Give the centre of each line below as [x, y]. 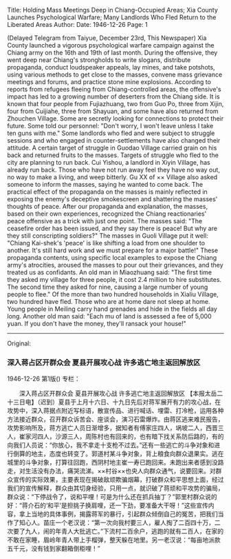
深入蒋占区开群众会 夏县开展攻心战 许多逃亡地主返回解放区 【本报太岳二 [121, 394]
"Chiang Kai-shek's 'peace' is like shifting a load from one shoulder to [106, 243]
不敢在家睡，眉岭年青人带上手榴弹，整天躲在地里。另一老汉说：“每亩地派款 [114, 540]
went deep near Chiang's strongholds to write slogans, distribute [99, 60]
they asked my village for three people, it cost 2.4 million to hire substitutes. [114, 279]
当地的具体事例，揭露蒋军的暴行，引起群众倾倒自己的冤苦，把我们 [124, 514]
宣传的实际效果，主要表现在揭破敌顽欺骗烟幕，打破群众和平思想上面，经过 [118, 480]
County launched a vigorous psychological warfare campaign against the [111, 45]
